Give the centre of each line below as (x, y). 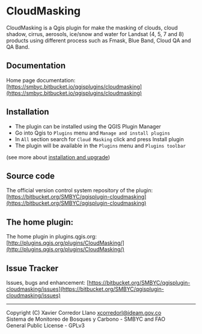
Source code (31, 176)
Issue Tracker (32, 268)
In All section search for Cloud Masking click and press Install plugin (99, 139)
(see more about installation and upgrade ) (58, 157)
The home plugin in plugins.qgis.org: (52, 237)
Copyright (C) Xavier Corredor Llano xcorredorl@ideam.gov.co (84, 313)
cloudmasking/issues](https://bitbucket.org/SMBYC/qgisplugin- (85, 289)
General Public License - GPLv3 (46, 325)
